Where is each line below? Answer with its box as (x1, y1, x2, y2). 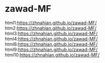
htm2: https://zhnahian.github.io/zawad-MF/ (5, 25, 97, 31)
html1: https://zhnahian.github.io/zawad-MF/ (5, 20, 97, 26)
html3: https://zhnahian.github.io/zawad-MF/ (5, 30, 98, 36)
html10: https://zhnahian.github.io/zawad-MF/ (5, 51, 100, 58)
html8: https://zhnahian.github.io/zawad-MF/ (5, 41, 98, 47)
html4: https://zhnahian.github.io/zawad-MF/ (5, 36, 98, 42)
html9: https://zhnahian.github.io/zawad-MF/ (5, 46, 98, 52)
